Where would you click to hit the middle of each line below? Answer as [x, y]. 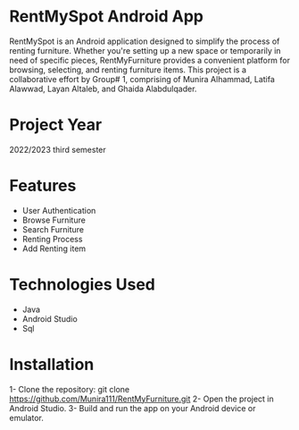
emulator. [27, 417]
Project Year [56, 125]
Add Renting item [54, 249]
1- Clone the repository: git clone [70, 389]
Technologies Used [83, 284]
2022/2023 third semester [58, 149]
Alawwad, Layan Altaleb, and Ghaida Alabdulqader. [103, 89]
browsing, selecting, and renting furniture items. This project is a [128, 70]
